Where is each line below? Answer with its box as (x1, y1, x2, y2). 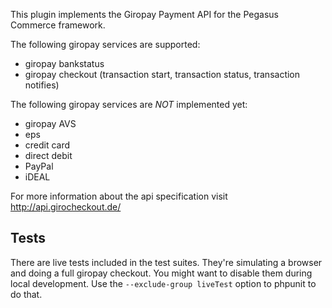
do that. (10, 288, 43, 300)
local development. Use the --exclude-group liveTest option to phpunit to (10, 277, 317, 289)
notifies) (24, 79, 60, 91)
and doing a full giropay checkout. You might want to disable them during (10, 267, 313, 279)
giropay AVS (24, 118, 77, 129)
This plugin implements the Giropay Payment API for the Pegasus (10, 9, 279, 20)
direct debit (24, 150, 73, 161)
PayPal (24, 160, 54, 172)
